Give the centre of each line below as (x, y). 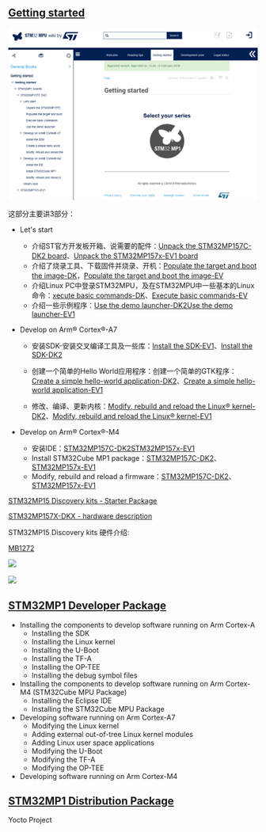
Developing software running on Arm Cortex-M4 (99, 776)
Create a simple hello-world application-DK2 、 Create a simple (133, 381)
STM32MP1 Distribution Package (91, 801)
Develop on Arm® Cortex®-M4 (70, 431)
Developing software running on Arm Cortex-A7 (97, 717)
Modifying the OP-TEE (68, 768)
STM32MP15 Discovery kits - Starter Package (83, 500)
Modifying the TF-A (63, 759)
